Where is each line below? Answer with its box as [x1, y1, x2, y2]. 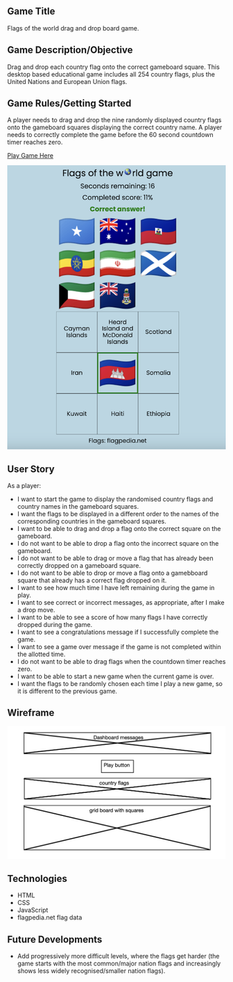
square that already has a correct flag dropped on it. [17, 576, 167, 584]
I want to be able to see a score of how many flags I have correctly [17, 613, 208, 621]
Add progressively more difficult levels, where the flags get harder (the [17, 952, 220, 960]
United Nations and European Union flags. [7, 77, 128, 85]
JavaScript [17, 906, 49, 915]
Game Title [7, 6, 55, 17]
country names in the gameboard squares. [17, 502, 139, 510]
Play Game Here [7, 152, 54, 160]
